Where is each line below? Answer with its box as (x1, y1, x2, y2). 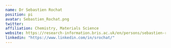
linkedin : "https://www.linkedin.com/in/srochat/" (5, 35, 115, 40)
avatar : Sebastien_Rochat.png (5, 16, 70, 21)
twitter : (5, 21, 24, 26)
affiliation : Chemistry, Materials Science (5, 26, 99, 31)
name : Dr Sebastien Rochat (5, 7, 63, 12)
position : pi (5, 12, 33, 17)
